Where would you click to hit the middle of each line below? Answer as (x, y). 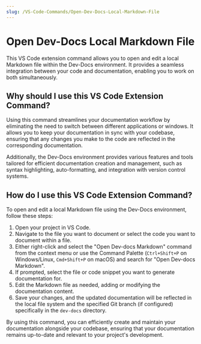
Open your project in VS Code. (53, 228)
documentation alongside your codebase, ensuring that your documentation (100, 328)
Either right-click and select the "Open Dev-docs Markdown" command (103, 247)
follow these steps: (29, 216)
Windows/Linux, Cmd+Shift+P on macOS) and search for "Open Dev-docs (105, 259)
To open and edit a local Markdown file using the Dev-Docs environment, (97, 210)
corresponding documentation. (44, 145)
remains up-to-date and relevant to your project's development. (85, 335)
